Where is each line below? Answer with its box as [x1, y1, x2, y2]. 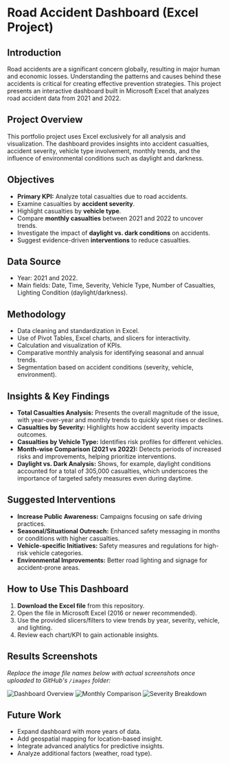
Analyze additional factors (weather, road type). [16, 750, 152, 758]
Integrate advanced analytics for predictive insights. [16, 742, 165, 750]
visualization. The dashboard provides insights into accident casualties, [7, 139, 209, 148]
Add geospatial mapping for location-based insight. [16, 734, 163, 743]
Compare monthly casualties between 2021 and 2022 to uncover [16, 214, 204, 222]
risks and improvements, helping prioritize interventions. [16, 452, 176, 461]
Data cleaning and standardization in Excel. [16, 327, 139, 335]
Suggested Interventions [7, 494, 116, 506]
